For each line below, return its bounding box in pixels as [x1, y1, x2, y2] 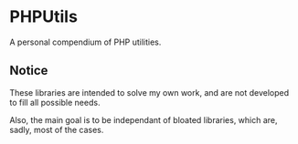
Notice [9, 63, 48, 78]
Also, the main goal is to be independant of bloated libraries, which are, [9, 114, 278, 125]
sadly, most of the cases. [9, 124, 104, 135]
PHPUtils [9, 6, 78, 27]
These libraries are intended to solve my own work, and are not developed [9, 87, 290, 98]
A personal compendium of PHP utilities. [9, 36, 162, 47]
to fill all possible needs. [9, 97, 101, 108]
